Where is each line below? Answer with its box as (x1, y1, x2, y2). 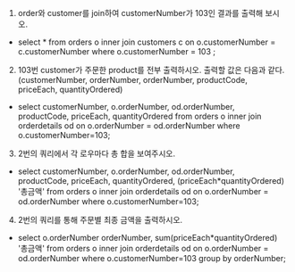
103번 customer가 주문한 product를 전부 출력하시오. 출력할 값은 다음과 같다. (17, 65, 285, 75)
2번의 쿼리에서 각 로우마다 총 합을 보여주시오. (17, 148, 176, 159)
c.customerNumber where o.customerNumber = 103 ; (17, 46, 216, 56)
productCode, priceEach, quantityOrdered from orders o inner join (17, 111, 262, 121)
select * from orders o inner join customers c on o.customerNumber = (17, 37, 276, 47)
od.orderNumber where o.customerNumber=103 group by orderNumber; (17, 253, 286, 263)
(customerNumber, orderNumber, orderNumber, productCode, (17, 75, 249, 85)
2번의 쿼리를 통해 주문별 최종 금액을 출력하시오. (17, 215, 183, 225)
